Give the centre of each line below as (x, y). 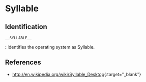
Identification (26, 27)
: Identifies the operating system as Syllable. (50, 47)
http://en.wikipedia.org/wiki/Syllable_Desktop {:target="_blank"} (77, 74)
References (23, 63)
